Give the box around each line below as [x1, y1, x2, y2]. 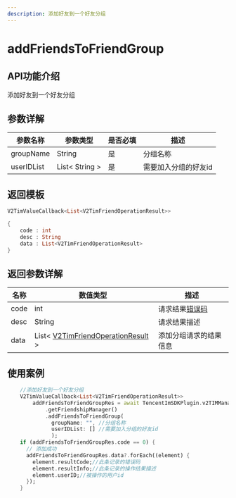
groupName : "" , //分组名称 [51, 419, 126, 426]
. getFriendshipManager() [44, 406, 118, 413]
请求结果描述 [157, 318, 201, 328]
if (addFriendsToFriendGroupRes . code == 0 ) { [20, 439, 156, 446]
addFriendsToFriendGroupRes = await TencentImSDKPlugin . [32, 399, 202, 406]
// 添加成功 [25, 445, 57, 452]
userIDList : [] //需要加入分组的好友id [51, 425, 159, 433]
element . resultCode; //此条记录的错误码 [32, 459, 140, 466]
